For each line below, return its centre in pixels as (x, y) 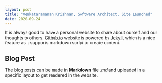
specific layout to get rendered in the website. (52, 75)
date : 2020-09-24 (23, 19)
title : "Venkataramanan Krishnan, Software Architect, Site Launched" (79, 14)
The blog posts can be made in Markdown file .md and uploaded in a (75, 70)
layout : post (18, 10)
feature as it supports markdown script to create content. (63, 43)
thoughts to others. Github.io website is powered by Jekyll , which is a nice (80, 38)
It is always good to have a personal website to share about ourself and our (81, 33)
